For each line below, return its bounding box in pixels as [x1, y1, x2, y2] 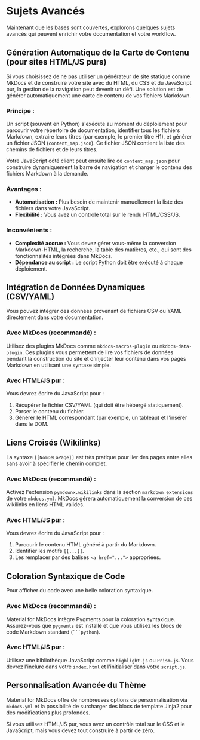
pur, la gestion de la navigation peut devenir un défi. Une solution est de [6, 85, 183, 93]
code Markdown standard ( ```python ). [6, 628, 100, 635]
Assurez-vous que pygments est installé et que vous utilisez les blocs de [6, 622, 182, 629]
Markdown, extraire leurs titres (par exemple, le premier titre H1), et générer [6, 133, 192, 140]
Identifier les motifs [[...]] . [14, 548, 85, 555]
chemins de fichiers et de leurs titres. [6, 146, 98, 153]
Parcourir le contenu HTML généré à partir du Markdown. [14, 541, 156, 548]
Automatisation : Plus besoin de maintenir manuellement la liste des [14, 198, 183, 205]
